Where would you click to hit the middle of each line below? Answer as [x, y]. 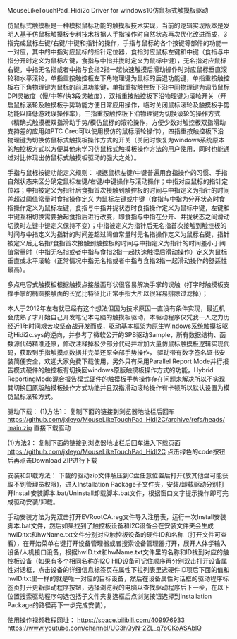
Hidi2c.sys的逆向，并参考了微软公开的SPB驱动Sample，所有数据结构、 [116, 335]
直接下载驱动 [52, 428]
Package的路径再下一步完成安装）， [59, 605]
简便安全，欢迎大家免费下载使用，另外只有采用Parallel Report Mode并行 [118, 361]
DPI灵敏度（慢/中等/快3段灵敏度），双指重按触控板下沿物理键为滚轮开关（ [114, 96]
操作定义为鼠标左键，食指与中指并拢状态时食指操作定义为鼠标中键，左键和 [121, 208]
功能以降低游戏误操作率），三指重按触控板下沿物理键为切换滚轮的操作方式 [114, 114]
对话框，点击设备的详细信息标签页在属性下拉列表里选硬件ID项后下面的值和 [121, 570]
